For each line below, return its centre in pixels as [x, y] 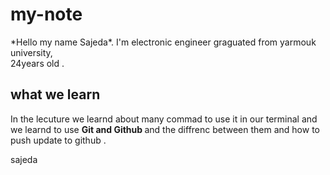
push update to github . [58, 140]
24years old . [37, 63]
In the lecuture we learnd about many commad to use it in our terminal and [164, 119]
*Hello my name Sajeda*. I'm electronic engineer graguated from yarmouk [163, 42]
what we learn [55, 94]
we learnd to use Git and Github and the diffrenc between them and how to [165, 129]
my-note [46, 14]
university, [31, 52]
